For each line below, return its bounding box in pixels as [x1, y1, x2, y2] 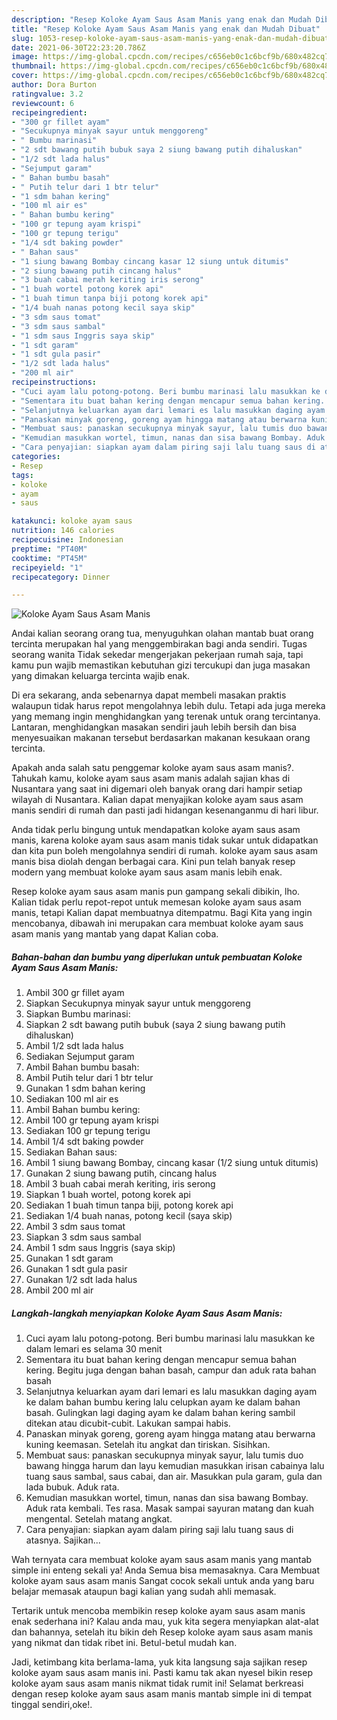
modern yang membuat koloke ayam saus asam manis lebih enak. [11, 866, 283, 878]
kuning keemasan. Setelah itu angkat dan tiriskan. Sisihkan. [25, 1439, 271, 1451]
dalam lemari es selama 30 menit [25, 1343, 163, 1355]
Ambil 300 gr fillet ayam [25, 987, 125, 999]
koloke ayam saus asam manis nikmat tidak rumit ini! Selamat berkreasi [11, 1677, 304, 1690]
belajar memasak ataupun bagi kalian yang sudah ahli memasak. [11, 1586, 277, 1598]
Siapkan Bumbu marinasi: [25, 1008, 131, 1020]
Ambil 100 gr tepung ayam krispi [25, 1114, 159, 1126]
